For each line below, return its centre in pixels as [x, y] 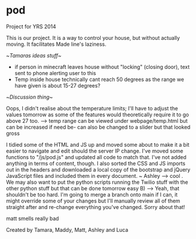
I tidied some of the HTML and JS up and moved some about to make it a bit [98, 144]
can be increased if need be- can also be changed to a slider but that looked [98, 127]
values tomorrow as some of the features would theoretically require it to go [97, 115]
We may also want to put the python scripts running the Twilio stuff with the [97, 182]
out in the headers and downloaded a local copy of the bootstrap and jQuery [98, 169]
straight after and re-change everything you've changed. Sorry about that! [96, 207]
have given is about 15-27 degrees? [57, 85]
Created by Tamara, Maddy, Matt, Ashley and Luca [67, 230]
